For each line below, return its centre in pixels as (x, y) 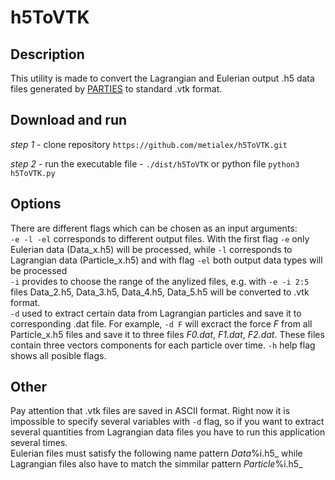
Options (36, 204)
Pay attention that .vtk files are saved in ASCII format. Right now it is (150, 411)
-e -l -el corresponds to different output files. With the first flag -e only (160, 238)
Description (47, 54)
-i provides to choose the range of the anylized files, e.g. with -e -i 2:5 (160, 281)
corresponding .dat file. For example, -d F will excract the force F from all (161, 323)
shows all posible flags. (58, 355)
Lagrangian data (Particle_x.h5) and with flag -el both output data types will (166, 260)
